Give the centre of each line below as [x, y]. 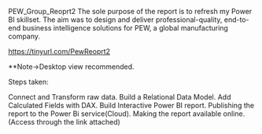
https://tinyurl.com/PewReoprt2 [59, 51]
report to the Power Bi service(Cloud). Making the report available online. [127, 114]
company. [24, 36]
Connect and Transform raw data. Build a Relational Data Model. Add [120, 97]
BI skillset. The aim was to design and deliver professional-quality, [115, 20]
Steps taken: [28, 82]
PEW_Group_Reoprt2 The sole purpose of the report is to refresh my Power [130, 11]
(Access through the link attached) [64, 122]
